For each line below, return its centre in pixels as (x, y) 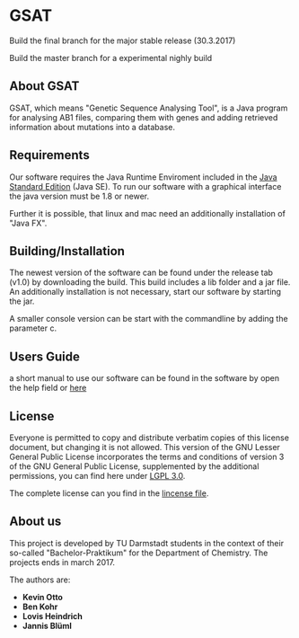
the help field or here (48, 388)
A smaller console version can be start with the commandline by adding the (149, 319)
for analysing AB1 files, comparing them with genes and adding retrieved (144, 117)
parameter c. (33, 328)
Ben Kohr (40, 607)
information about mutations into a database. (92, 127)
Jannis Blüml (47, 625)
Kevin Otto (42, 597)
